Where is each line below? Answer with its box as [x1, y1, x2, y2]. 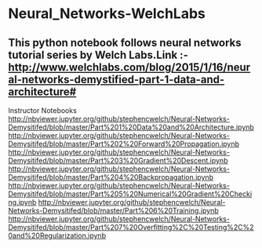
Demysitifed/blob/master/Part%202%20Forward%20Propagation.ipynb [8, 139, 240, 148]
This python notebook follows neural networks [8, 36, 242, 49]
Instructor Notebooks [8, 106, 77, 115]
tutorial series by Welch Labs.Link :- [8, 48, 188, 61]
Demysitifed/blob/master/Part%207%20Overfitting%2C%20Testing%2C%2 [8, 223, 254, 232]
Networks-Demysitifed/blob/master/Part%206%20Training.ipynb [8, 206, 220, 215]
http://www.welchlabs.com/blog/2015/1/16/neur [8, 60, 251, 74]
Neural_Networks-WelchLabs [8, 5, 206, 23]
